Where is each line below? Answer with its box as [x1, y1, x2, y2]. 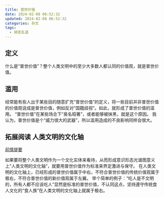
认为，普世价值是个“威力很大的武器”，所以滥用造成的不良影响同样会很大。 [5, 117, 155, 123]
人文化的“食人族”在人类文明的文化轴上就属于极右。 [5, 188, 108, 194]
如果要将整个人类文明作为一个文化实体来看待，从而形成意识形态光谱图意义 [5, 157, 155, 163]
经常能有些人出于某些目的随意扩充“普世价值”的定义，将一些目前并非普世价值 [5, 99, 159, 105]
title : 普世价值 [5, 7, 35, 12]
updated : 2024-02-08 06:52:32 [5, 16, 67, 21]
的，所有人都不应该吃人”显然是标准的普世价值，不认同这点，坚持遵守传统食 [5, 181, 158, 187]
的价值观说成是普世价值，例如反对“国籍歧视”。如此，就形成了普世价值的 [5, 105, 151, 110]
